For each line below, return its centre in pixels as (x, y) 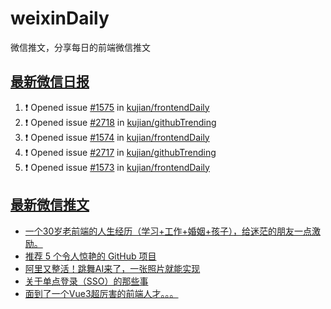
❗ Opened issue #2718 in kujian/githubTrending (120, 122)
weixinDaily (60, 18)
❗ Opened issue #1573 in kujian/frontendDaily (117, 167)
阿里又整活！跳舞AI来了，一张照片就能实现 (112, 268)
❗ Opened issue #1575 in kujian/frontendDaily (117, 107)
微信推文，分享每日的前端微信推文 (80, 47)
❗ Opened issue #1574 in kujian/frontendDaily (117, 137)
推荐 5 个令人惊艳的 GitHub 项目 (90, 256)
